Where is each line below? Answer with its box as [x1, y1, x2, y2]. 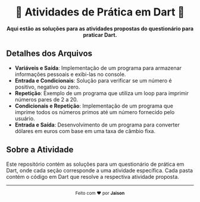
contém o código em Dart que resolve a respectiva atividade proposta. [6, 173, 180, 180]
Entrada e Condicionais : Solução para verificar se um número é [14, 77, 172, 84]
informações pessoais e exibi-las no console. [14, 71, 126, 78]
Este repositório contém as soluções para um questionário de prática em [6, 160, 185, 168]
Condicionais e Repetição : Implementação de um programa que [14, 102, 174, 109]
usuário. [14, 115, 35, 122]
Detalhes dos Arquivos [6, 49, 93, 59]
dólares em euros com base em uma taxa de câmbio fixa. [14, 127, 156, 134]
